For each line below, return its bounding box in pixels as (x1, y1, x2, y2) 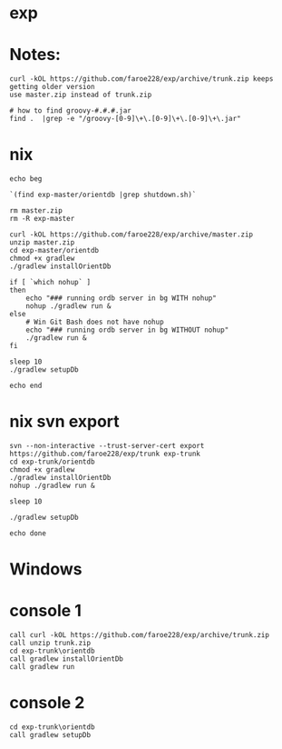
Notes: (9, 45, 62, 65)
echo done (9, 529, 47, 538)
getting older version (9, 83, 95, 92)
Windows (9, 559, 83, 580)
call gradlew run (9, 663, 75, 672)
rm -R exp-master (9, 215, 75, 224)
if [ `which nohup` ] (9, 278, 92, 287)
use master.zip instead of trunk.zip (9, 90, 152, 100)
